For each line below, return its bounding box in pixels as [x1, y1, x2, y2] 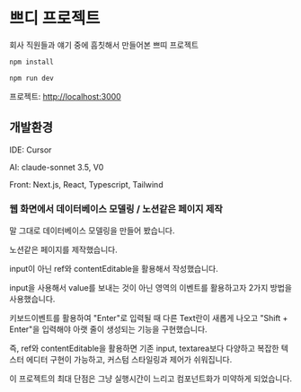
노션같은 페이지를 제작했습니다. [9, 244, 119, 255]
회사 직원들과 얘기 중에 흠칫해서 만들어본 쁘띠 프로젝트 [9, 39, 199, 50]
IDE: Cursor [9, 144, 52, 155]
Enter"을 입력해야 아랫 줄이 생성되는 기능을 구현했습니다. [9, 324, 208, 335]
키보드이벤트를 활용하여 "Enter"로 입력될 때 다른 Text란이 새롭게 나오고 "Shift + [9, 312, 288, 323]
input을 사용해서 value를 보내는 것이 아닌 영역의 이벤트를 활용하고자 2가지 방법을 [9, 282, 292, 292]
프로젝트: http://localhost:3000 [9, 91, 121, 101]
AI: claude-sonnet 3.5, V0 [9, 161, 104, 172]
